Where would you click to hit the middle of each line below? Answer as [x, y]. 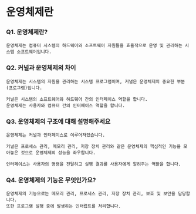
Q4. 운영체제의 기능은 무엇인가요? [51, 180]
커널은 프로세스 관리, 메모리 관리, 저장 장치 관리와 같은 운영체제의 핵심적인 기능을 [93, 147]
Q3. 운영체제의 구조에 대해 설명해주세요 [58, 121]
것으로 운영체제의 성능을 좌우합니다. [58, 153]
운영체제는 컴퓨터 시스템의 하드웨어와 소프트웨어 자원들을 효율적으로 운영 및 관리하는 [94, 46]
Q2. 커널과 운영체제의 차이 [41, 68]
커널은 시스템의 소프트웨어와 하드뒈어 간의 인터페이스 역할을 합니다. [77, 99]
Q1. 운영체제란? [27, 32]
